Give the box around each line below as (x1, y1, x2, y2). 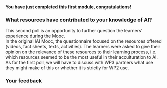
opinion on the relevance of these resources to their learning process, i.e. (5, 49, 157, 55)
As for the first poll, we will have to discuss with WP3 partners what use (5, 59, 153, 65)
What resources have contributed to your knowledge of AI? (5, 16, 152, 23)
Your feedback (5, 77, 42, 84)
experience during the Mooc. (5, 33, 65, 39)
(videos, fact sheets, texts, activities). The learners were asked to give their (5, 43, 161, 49)
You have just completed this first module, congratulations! (5, 4, 132, 10)
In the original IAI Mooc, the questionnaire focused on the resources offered (5, 38, 162, 44)
